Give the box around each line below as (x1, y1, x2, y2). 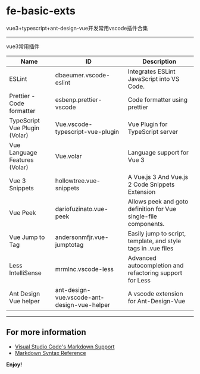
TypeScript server (127, 127, 179, 136)
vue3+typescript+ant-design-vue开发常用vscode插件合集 (6, 24, 148, 32)
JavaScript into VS (127, 74, 180, 83)
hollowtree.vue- (55, 177, 101, 185)
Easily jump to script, (127, 229, 186, 237)
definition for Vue (127, 205, 177, 213)
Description (142, 57, 177, 65)
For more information (6, 327, 86, 337)
